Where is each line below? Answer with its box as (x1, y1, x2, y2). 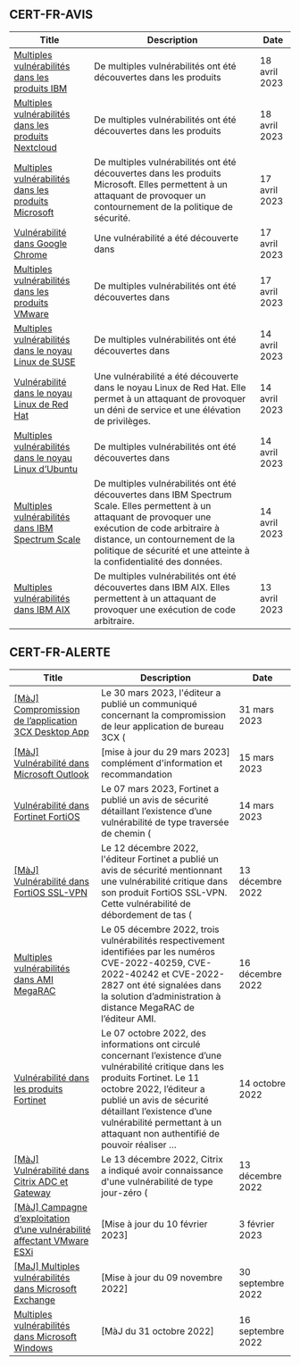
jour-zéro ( (101, 1187, 148, 1199)
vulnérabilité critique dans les (101, 1060, 225, 1072)
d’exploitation (13, 1212, 71, 1224)
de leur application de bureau (101, 720, 225, 732)
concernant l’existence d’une (101, 1049, 222, 1062)
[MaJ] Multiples (13, 1260, 80, 1272)
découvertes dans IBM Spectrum (93, 488, 232, 501)
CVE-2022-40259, (101, 956, 186, 969)
